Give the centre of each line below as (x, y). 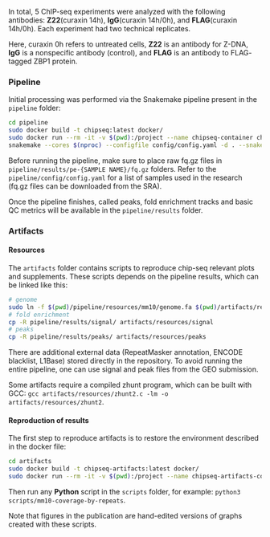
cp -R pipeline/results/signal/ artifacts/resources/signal (111, 322)
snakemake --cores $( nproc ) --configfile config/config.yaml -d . (122, 145)
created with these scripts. (53, 524)
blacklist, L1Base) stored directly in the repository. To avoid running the (125, 361)
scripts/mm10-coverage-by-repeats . (67, 500)
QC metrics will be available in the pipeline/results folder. (106, 210)
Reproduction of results (49, 420)
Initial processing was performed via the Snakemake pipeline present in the (133, 100)
